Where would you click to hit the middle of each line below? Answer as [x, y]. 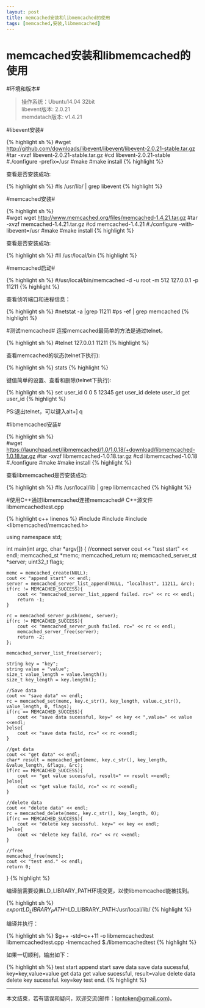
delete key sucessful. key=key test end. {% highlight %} [77, 980]
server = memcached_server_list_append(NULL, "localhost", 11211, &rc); [101, 584]
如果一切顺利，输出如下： [38, 955]
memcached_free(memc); [35, 856]
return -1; [31, 600]
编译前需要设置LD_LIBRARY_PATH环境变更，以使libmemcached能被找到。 [99, 891]
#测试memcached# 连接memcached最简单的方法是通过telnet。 [86, 331]
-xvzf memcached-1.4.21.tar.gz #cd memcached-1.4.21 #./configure [92, 224]
